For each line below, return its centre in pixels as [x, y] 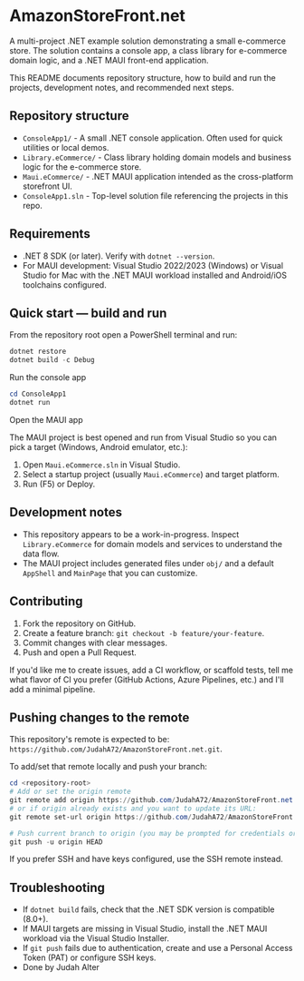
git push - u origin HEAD [56, 842]
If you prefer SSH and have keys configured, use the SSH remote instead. [146, 859]
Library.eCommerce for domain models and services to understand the [152, 544]
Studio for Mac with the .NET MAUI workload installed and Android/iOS [155, 275]
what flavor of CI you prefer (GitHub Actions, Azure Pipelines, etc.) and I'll [147, 679]
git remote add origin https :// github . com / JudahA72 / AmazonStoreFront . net [152, 800]
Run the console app [48, 378]
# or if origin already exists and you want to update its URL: [133, 809]
